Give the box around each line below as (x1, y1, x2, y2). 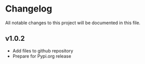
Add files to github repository (12, 47, 74, 53)
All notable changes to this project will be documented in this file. (5, 20, 141, 26)
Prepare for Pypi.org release (12, 53, 71, 59)
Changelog (5, 3, 52, 15)
